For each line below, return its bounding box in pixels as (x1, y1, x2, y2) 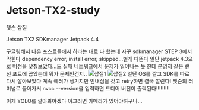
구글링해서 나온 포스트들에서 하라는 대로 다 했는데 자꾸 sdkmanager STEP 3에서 (6, 48, 192, 55)
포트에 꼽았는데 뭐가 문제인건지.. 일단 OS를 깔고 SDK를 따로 (12, 70, 190, 77)
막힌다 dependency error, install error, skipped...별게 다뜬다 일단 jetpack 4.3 (6, 55, 188, 62)
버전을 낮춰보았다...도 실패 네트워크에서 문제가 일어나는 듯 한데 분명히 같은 (12, 63, 184, 70)
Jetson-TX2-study (6, 4, 100, 17)
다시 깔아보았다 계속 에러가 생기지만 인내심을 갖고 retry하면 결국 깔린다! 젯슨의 (6, 77, 187, 85)
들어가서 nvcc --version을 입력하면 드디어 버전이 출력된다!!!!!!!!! (21, 85, 170, 92)
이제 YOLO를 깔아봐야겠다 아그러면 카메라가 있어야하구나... (6, 97, 143, 104)
